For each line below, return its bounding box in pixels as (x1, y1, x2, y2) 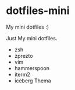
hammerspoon (14, 64, 49, 71)
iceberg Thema (14, 77, 51, 84)
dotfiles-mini (6, 4, 70, 18)
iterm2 (14, 71, 31, 78)
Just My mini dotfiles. (6, 34, 58, 41)
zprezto (14, 52, 33, 59)
